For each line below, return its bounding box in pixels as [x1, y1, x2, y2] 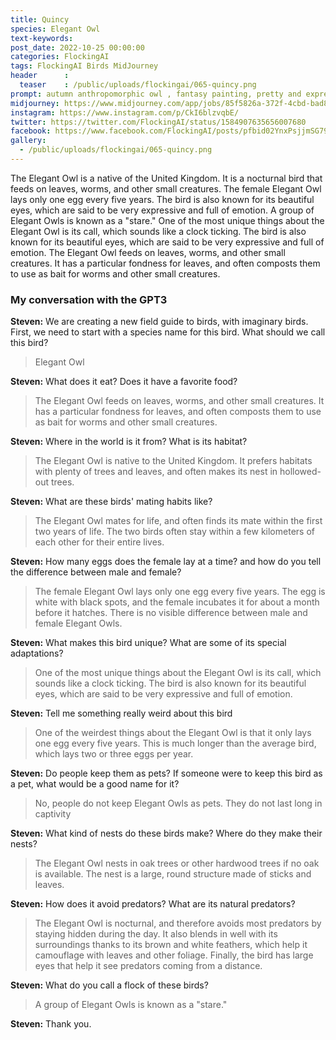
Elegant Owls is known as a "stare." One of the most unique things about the [10, 214, 325, 226]
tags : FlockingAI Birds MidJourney [10, 61, 159, 71]
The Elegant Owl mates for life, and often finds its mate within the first [34, 515, 323, 527]
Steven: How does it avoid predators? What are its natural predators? [10, 898, 296, 910]
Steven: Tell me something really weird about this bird [10, 707, 233, 720]
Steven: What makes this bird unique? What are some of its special [10, 637, 287, 649]
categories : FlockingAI [10, 52, 110, 62]
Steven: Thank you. [10, 1018, 92, 1030]
